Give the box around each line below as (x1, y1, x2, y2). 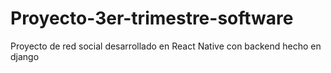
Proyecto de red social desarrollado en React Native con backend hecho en (10, 40, 322, 52)
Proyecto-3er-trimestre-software (10, 7, 294, 30)
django (10, 50, 40, 62)
